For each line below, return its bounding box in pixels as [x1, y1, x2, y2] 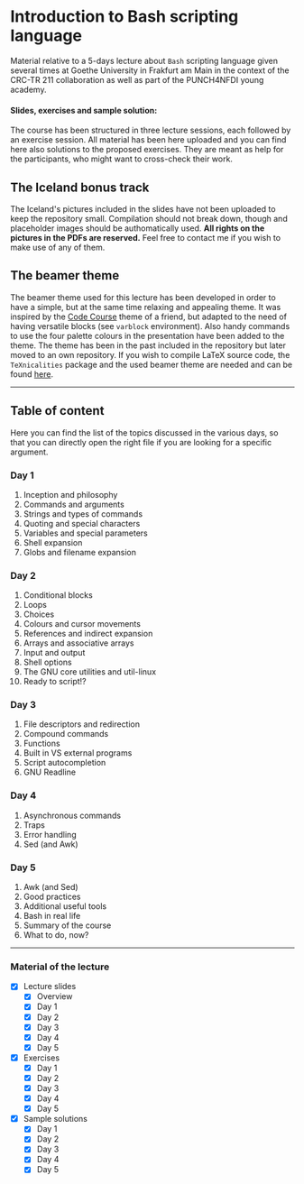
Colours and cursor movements [23, 619, 141, 629]
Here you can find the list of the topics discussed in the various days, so [10, 427, 279, 438]
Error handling [23, 829, 77, 840]
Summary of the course [23, 920, 112, 931]
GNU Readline [23, 766, 76, 777]
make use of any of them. [10, 242, 106, 252]
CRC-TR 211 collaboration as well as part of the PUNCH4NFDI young [10, 74, 264, 85]
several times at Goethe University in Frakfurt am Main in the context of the [10, 65, 290, 76]
